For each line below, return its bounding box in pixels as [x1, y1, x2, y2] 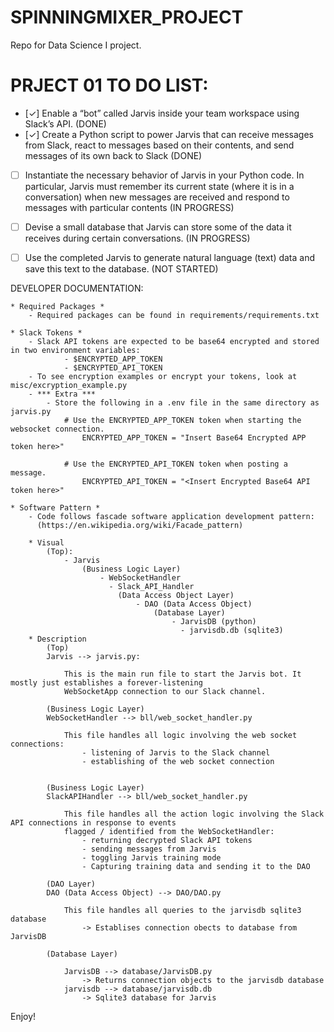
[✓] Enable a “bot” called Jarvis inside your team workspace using [24, 107, 300, 119]
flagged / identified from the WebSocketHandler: [63, 827, 275, 837]
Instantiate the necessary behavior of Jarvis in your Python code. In [24, 169, 305, 181]
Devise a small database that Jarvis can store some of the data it [24, 221, 292, 233]
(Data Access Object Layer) [117, 591, 235, 601]
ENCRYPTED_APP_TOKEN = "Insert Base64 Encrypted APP [81, 433, 307, 443]
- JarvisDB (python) [171, 617, 257, 627]
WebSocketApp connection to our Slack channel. [63, 687, 267, 697]
